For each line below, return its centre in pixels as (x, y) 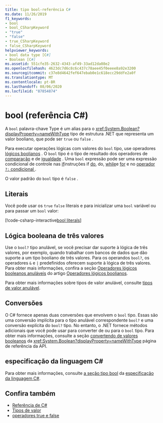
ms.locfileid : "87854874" (31, 91)
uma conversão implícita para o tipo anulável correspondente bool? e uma (79, 320)
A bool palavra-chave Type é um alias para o (50, 129)
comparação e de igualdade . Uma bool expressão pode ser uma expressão (81, 159)
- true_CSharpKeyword (27, 41)
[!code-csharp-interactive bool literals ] (43, 220)
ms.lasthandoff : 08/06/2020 (34, 87)
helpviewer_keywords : (27, 50)
